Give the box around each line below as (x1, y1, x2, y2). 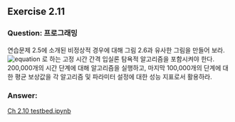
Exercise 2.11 (7, 6, 66, 18)
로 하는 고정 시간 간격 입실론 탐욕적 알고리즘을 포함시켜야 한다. (41, 55, 215, 63)
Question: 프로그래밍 (7, 28, 78, 38)
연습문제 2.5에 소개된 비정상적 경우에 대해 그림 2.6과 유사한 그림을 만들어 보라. (7, 45, 226, 54)
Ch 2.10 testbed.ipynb (7, 106, 71, 115)
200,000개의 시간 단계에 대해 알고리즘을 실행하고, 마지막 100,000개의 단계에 (7, 63, 221, 72)
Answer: (7, 90, 38, 100)
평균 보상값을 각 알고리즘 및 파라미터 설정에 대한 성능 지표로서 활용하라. (14, 72, 212, 81)
